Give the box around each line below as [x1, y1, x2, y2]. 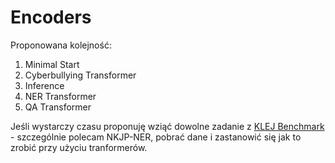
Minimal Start [24, 58, 80, 70]
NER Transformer [24, 90, 97, 102]
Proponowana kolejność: [10, 39, 112, 51]
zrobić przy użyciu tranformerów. [10, 141, 148, 153]
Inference [24, 79, 65, 91]
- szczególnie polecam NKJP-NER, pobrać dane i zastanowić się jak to [10, 131, 302, 143]
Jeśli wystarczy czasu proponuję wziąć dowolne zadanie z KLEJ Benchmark [10, 120, 325, 132]
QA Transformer [24, 101, 92, 113]
